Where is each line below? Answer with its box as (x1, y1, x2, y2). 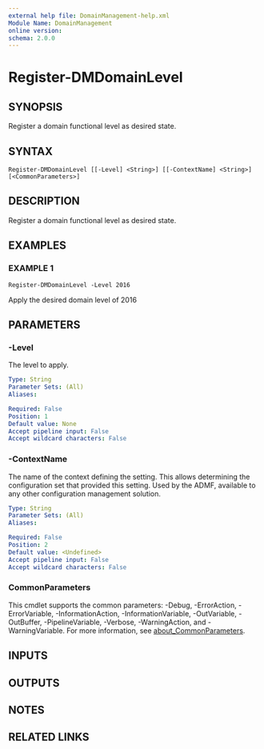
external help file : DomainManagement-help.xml (8, 11, 170, 20)
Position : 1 (8, 412, 48, 420)
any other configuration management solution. (8, 488, 162, 498)
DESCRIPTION (8, 194, 80, 208)
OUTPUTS (8, 676, 60, 690)
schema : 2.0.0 (8, 34, 56, 42)
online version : (8, 26, 62, 34)
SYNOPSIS (8, 100, 63, 114)
